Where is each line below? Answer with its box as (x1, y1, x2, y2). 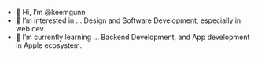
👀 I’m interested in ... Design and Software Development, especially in (15, 16, 241, 25)
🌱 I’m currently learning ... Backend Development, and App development (15, 32, 250, 42)
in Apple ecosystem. (15, 41, 83, 50)
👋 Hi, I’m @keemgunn (15, 8, 86, 16)
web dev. (15, 24, 46, 33)
